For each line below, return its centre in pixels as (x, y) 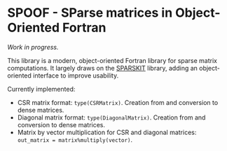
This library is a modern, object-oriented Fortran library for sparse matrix (112, 60)
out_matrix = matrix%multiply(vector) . (75, 139)
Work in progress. (33, 47)
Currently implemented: (41, 89)
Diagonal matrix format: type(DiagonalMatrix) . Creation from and (111, 117)
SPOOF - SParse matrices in (90, 13)
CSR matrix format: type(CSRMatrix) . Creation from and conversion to (118, 102)
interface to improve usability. (76, 75)
